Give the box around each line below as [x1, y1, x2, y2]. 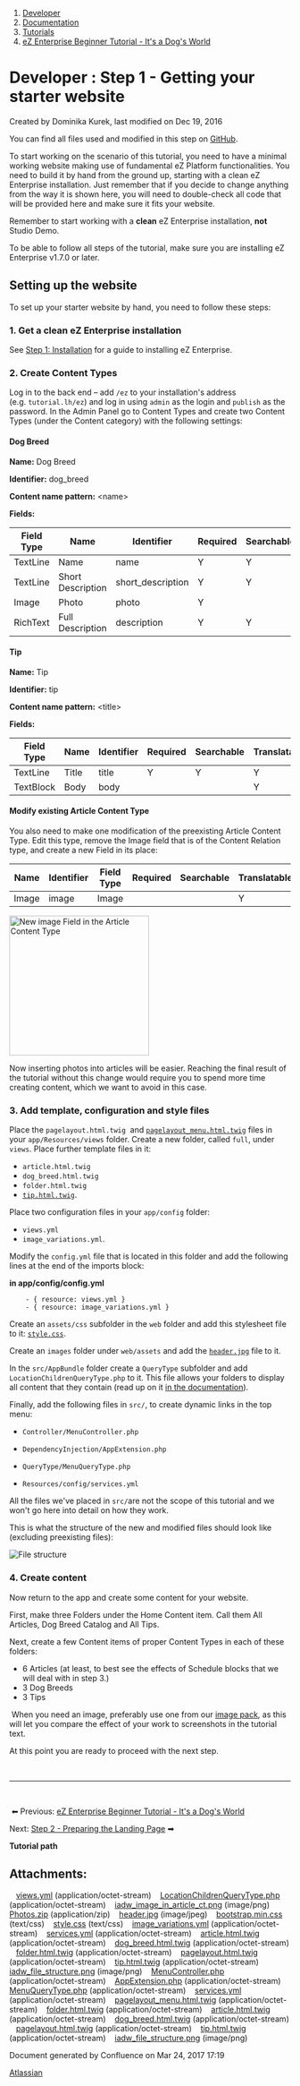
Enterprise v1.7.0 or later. [9, 252, 100, 262]
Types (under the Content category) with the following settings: [9, 415, 243, 426]
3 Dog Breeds [21, 1682, 73, 1693]
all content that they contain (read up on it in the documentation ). [9, 1382, 249, 1393]
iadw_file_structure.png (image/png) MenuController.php [9, 1966, 225, 1977]
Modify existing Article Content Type [9, 806, 150, 816]
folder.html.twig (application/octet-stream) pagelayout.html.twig [15, 1947, 259, 1958]
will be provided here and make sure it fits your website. [9, 198, 216, 209]
